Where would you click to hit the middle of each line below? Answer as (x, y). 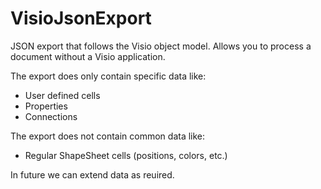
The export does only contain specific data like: (108, 76)
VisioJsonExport (81, 18)
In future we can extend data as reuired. (92, 174)
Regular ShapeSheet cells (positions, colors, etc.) (126, 155)
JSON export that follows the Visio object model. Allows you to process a (161, 46)
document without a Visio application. (88, 56)
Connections (51, 116)
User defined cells (62, 95)
